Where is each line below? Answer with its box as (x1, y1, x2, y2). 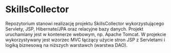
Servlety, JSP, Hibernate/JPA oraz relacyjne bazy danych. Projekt (5, 25, 144, 32)
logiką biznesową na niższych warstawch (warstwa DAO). (5, 42, 128, 48)
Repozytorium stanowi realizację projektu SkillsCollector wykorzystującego (5, 20, 164, 26)
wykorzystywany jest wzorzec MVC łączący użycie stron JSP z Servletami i (5, 37, 165, 43)
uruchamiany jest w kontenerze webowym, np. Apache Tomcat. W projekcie (5, 31, 166, 37)
